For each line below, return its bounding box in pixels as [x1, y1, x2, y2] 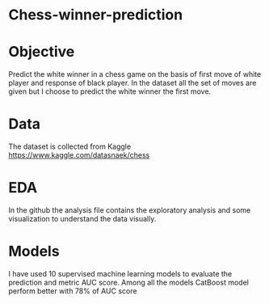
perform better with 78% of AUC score [8, 285, 137, 296]
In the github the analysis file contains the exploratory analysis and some [8, 205, 251, 215]
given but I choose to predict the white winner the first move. [8, 87, 212, 96]
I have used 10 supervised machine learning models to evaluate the [8, 268, 233, 278]
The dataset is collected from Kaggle [8, 141, 132, 151]
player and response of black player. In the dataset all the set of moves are [8, 78, 257, 88]
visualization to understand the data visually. [8, 214, 157, 223]
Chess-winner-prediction [8, 6, 183, 24]
